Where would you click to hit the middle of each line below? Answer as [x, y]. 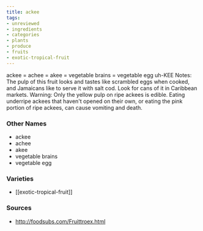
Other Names [27, 123]
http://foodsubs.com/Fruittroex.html [60, 221]
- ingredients [24, 29]
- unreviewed [23, 23]
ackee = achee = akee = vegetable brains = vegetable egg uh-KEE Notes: [99, 75]
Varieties [20, 178]
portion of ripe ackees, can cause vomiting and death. [74, 107]
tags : [13, 18]
